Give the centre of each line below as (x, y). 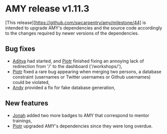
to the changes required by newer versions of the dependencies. (72, 33)
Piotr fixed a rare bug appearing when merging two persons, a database (87, 71)
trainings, (22, 120)
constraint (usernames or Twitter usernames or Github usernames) (81, 77)
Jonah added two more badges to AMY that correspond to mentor (81, 115)
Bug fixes (20, 49)
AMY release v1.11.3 (47, 9)
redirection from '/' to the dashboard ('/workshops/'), (67, 66)
